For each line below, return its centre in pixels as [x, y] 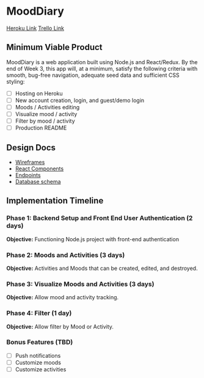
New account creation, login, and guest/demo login [80, 100]
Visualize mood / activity [46, 114]
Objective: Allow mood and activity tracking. [63, 297]
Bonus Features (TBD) [40, 342]
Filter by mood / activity [45, 121]
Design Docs [31, 147]
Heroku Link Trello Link [35, 28]
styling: [16, 81]
